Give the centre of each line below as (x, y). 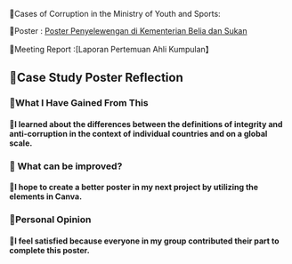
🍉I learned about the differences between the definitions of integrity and (146, 124)
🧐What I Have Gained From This (79, 103)
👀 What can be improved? (66, 166)
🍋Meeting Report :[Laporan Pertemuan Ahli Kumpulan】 (111, 49)
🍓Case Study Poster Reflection (97, 78)
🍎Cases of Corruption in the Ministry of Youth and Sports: (115, 14)
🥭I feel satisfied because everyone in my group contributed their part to (144, 241)
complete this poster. (50, 250)
